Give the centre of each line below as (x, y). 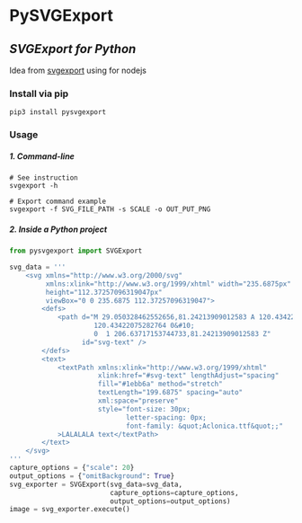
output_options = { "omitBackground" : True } (92, 476)
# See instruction (44, 178)
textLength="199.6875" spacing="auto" (170, 393)
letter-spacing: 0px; (166, 417)
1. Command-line (42, 156)
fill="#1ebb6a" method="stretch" (160, 384)
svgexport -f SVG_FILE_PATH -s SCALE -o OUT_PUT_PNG (110, 209)
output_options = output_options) (170, 501)
